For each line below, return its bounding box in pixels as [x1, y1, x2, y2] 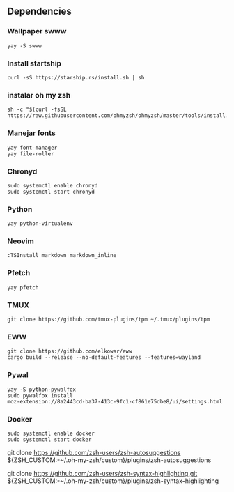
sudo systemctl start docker [7, 436, 92, 443]
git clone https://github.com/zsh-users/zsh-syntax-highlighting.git [7, 469, 198, 477]
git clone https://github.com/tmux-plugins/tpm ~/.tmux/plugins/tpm [7, 316, 210, 323]
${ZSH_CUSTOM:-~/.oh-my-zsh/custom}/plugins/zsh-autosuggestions [7, 456, 212, 464]
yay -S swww [7, 42, 42, 49]
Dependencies [7, 6, 72, 17]
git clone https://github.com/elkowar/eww [7, 348, 132, 355]
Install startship [7, 59, 61, 68]
